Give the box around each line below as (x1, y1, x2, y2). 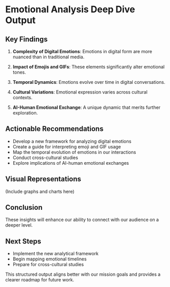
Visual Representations (5, 175, 82, 184)
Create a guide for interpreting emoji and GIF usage (12, 143, 122, 149)
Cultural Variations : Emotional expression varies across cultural (12, 89, 148, 95)
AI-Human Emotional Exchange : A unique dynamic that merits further (12, 104, 161, 111)
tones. (12, 69, 27, 75)
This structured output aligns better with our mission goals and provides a (5, 271, 161, 277)
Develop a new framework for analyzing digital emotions (12, 138, 132, 144)
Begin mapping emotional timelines (12, 256, 87, 262)
